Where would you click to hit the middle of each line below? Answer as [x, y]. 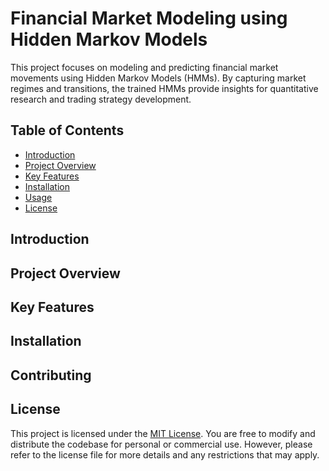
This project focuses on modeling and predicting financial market [144, 67]
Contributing [51, 375]
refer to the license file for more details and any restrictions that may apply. [165, 454]
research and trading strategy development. [101, 99]
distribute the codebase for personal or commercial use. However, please [161, 444]
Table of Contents [67, 130]
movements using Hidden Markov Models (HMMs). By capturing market [158, 78]
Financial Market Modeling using [149, 18]
